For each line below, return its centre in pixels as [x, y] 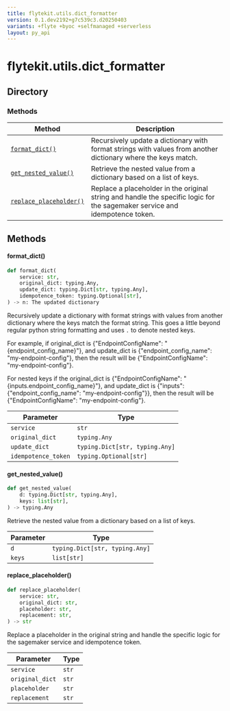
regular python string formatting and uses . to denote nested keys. [101, 330]
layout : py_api [29, 33]
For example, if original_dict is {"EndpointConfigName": [85, 343]
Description [155, 129]
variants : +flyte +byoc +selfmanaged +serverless [79, 26]
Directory [28, 92]
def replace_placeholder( [44, 590]
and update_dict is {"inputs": [144, 385]
